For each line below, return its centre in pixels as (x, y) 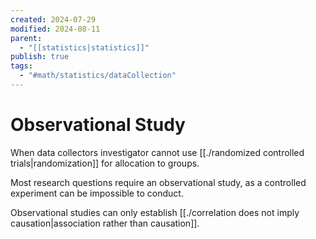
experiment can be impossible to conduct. (97, 193)
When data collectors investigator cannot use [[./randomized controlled (157, 152)
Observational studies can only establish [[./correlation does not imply (155, 212)
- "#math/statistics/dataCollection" (98, 76)
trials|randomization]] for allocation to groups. (105, 163)
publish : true (40, 57)
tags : (21, 66)
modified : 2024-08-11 (55, 29)
